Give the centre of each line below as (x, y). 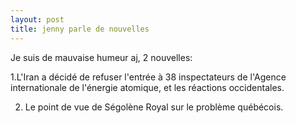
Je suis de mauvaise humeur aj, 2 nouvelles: (101, 57)
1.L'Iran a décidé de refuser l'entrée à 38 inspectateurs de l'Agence (148, 77)
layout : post (37, 19)
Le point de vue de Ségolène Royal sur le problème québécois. (154, 107)
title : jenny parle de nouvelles (80, 29)
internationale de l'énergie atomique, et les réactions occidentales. (147, 87)
